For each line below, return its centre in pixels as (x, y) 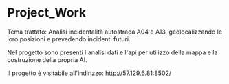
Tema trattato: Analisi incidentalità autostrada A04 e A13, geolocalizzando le (115, 32)
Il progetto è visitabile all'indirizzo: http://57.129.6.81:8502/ (89, 73)
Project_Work (47, 13)
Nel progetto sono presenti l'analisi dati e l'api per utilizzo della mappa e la (112, 52)
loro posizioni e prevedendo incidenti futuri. (69, 39)
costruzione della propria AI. (47, 59)
